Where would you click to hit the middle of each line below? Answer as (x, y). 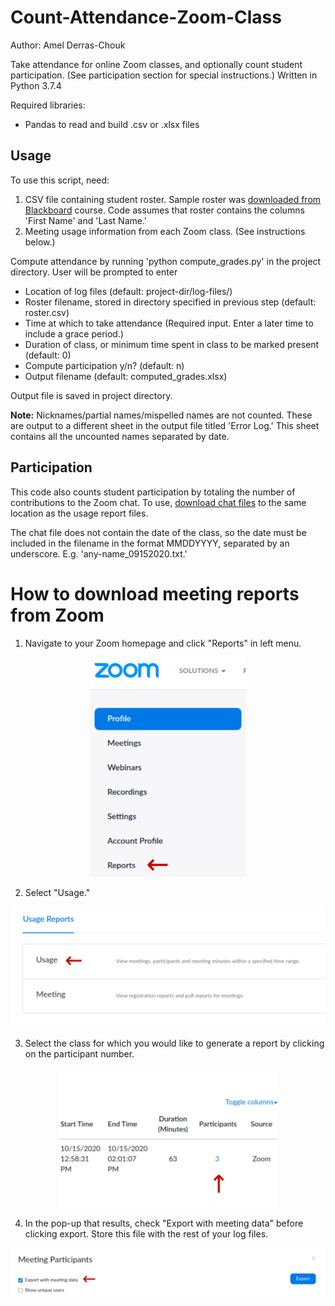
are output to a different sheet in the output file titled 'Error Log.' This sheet (165, 425)
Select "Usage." (57, 892)
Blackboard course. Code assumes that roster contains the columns (164, 210)
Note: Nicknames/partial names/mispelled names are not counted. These (161, 415)
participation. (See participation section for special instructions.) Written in (164, 75)
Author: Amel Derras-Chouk (68, 45)
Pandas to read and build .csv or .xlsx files (112, 124)
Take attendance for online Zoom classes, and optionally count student (156, 64)
